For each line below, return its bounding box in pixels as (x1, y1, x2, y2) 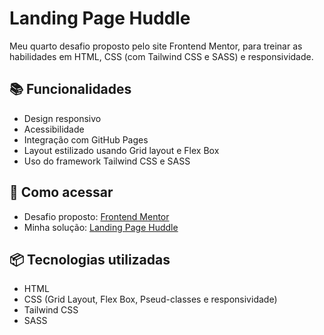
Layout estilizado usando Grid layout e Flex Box (23, 144, 220, 156)
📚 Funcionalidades (9, 81, 132, 98)
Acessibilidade (23, 123, 85, 135)
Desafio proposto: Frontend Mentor (23, 210, 170, 222)
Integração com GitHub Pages (23, 133, 149, 146)
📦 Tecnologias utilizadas (9, 251, 171, 268)
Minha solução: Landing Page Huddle (23, 221, 179, 233)
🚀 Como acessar (9, 184, 114, 201)
